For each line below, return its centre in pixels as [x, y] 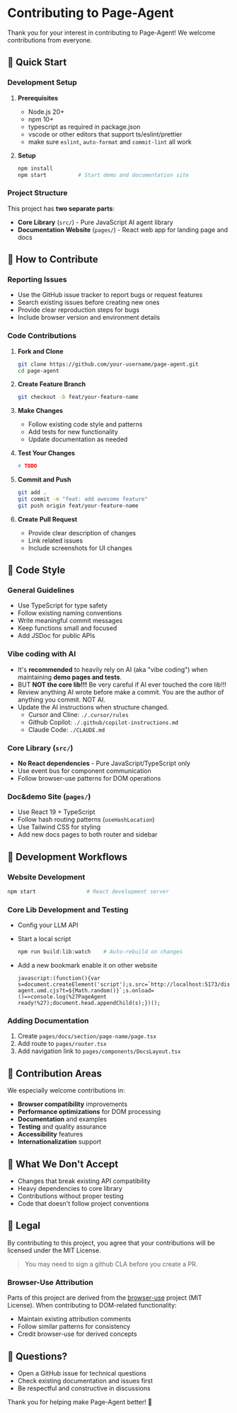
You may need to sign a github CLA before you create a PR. [111, 1264]
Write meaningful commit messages [70, 621]
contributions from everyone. [50, 40]
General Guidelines [41, 591]
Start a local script [44, 939]
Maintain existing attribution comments [74, 1319]
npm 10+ [41, 119]
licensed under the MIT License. [54, 1250]
